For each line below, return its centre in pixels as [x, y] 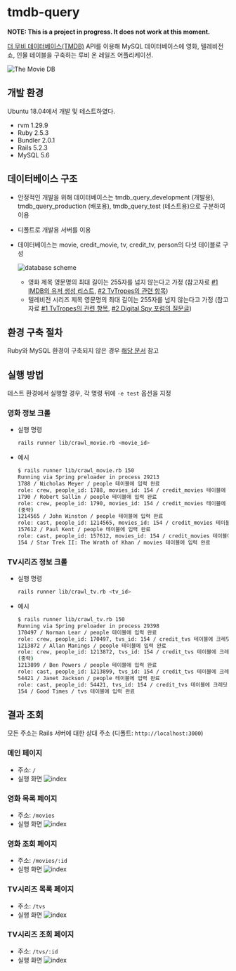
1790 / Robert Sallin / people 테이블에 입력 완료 [87, 497]
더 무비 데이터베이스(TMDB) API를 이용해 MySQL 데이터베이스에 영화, [103, 46]
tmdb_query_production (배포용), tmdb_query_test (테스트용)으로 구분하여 [122, 206]
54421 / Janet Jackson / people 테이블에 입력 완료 [88, 678]
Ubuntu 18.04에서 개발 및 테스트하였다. [61, 111]
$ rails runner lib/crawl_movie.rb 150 [76, 471]
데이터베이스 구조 [42, 179]
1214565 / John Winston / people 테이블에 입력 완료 [90, 516]
